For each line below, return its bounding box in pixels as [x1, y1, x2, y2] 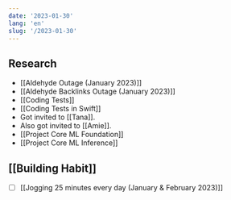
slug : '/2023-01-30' [8, 27, 78, 35]
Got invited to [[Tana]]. [19, 112, 96, 122]
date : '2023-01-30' [8, 11, 74, 20]
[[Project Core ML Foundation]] [19, 130, 124, 140]
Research [8, 56, 58, 70]
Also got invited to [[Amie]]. [19, 121, 112, 131]
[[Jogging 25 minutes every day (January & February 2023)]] [19, 183, 224, 192]
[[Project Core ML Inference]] [19, 138, 118, 148]
